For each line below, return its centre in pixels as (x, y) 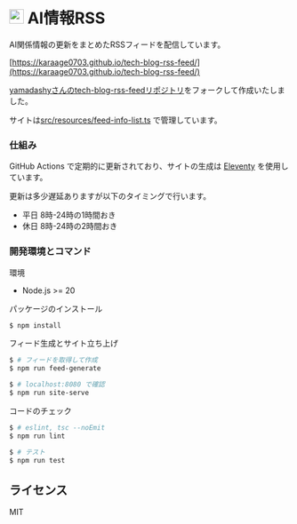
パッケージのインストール (56, 308)
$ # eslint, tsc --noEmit (57, 427)
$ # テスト (28, 452)
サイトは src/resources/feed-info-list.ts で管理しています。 (116, 120)
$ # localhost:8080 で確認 (57, 385)
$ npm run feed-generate (55, 369)
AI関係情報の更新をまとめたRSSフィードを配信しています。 (117, 44)
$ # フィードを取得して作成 (53, 361)
